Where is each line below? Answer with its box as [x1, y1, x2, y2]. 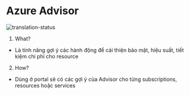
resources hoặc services [14, 81, 76, 89]
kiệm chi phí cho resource [14, 53, 79, 60]
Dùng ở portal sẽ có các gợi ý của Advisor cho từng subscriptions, [14, 76, 177, 83]
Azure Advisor [6, 4, 79, 18]
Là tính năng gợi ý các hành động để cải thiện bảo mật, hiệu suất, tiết [14, 46, 184, 54]
